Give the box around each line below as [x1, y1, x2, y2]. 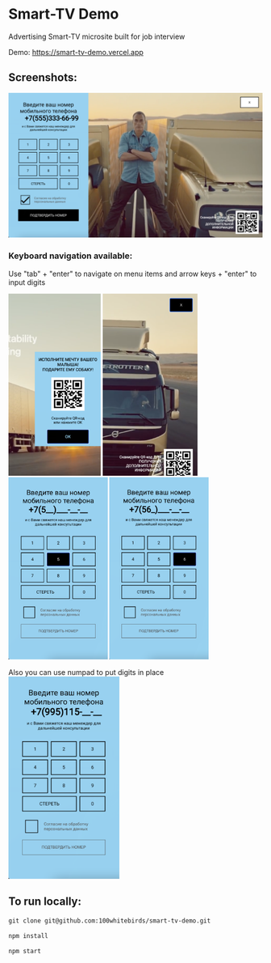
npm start [8, 948, 42, 956]
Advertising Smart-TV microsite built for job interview [8, 32, 186, 41]
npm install [8, 932, 48, 940]
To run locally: [8, 894, 82, 908]
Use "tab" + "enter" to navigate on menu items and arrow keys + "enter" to [8, 269, 257, 278]
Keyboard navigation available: [8, 250, 133, 261]
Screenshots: [8, 70, 78, 85]
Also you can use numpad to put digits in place [8, 667, 165, 677]
